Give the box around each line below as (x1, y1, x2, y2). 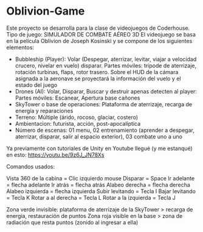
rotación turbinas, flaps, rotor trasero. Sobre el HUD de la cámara (15, 68, 179, 75)
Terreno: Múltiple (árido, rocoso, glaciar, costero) (15, 114, 139, 121)
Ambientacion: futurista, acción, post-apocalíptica (15, 120, 141, 127)
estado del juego (15, 81, 58, 89)
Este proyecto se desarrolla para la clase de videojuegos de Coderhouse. (6, 24, 190, 32)
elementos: (6, 44, 35, 51)
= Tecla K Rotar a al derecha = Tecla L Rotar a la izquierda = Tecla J (6, 194, 176, 201)
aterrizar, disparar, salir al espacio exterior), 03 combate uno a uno (15, 132, 182, 140)
